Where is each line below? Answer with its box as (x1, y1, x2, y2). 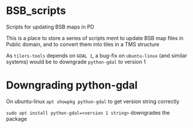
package (6, 115, 27, 122)
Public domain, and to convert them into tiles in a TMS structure (6, 41, 160, 48)
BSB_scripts (6, 4, 66, 17)
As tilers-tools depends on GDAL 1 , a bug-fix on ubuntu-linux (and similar (6, 52, 188, 59)
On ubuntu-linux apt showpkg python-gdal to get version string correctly (6, 98, 180, 105)
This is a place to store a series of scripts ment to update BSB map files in (6, 34, 184, 41)
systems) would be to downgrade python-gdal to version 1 (6, 58, 146, 65)
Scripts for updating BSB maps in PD (6, 23, 95, 30)
